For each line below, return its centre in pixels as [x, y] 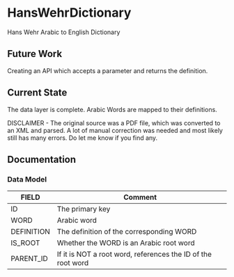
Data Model [27, 179]
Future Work [35, 54]
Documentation [42, 159]
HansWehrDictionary [69, 13]
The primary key [84, 209]
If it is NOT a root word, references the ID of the [134, 254]
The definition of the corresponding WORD [127, 232]
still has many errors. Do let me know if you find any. [83, 138]
